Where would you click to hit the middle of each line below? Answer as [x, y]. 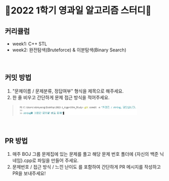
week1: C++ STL [30, 44]
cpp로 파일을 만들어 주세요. [51, 160]
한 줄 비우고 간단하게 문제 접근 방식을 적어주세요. [61, 97]
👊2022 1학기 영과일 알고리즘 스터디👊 [78, 11]
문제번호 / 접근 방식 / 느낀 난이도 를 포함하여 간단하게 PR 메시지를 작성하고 [87, 167]
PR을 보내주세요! [29, 173]
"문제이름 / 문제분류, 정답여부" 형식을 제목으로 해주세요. [68, 91]
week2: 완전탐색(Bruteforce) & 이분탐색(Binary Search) [69, 50]
